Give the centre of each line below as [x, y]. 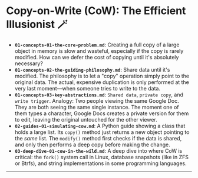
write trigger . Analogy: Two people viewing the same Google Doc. [97, 100]
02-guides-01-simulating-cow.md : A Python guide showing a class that [100, 126]
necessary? [29, 63]
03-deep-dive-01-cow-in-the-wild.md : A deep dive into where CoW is [98, 150]
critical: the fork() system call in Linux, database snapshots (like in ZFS [101, 157]
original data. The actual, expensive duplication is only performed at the [102, 82]
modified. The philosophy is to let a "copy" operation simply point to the [102, 76]
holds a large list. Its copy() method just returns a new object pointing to [102, 132]
